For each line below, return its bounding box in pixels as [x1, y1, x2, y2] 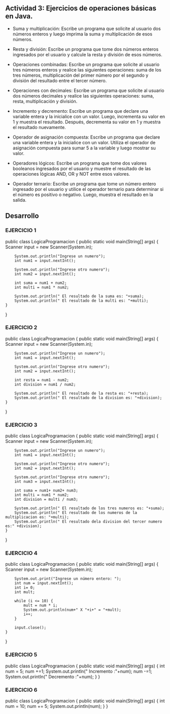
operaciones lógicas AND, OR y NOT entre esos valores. [12, 171, 130, 177]
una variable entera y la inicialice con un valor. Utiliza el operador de [12, 139, 156, 145]
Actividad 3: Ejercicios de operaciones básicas [5, 4, 156, 13]
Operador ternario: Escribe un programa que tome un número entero [12, 180, 156, 187]
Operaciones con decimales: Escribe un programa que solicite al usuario [12, 87, 164, 93]
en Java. [5, 12, 33, 21]
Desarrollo [5, 212, 39, 220]
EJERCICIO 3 [5, 421, 38, 428]
